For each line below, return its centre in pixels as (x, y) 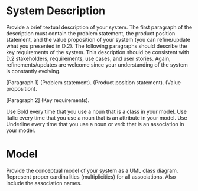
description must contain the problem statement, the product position (91, 33)
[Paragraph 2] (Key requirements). (48, 100)
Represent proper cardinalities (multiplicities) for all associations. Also (91, 177)
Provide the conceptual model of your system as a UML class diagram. (92, 170)
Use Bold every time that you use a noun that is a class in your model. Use (97, 111)
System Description (56, 11)
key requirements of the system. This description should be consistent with (98, 52)
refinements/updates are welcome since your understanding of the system (97, 65)
